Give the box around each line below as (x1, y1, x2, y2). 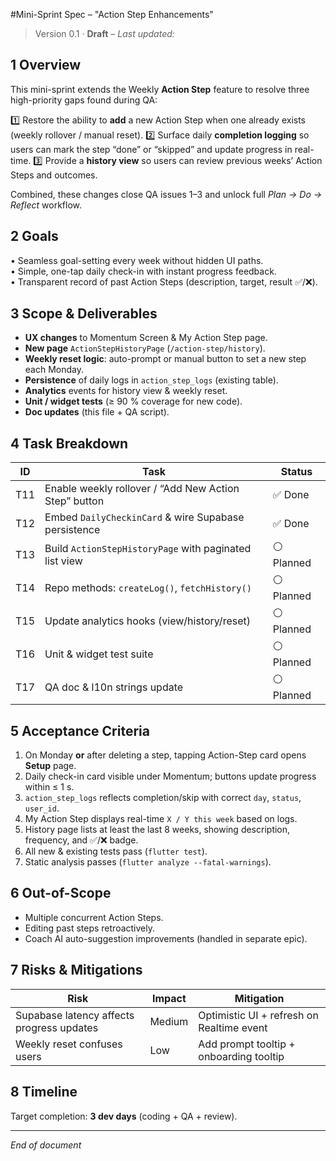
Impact (151, 991, 187, 1005)
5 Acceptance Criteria (10, 722, 150, 739)
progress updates (15, 1020, 99, 1034)
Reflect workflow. (10, 199, 83, 211)
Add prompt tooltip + (198, 1037, 296, 1051)
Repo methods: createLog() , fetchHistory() (44, 580, 252, 594)
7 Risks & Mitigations (10, 962, 143, 979)
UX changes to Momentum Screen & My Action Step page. (24, 332, 268, 344)
